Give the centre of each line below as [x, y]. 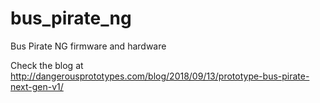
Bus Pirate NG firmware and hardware [88, 46]
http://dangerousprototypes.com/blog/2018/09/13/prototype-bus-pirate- [160, 76]
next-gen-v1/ [37, 86]
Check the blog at [47, 65]
